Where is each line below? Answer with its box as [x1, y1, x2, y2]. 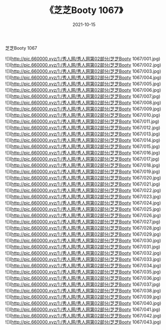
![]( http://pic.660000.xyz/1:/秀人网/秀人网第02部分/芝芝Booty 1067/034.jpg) [5, 262, 161, 268]
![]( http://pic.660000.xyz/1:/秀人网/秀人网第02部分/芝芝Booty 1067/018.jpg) [5, 162, 160, 168]
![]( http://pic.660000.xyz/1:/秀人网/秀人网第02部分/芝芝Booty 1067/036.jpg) [5, 275, 161, 281]
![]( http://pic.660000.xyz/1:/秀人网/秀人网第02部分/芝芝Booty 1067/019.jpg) [5, 169, 160, 175]
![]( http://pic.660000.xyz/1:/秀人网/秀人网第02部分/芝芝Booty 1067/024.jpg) [5, 200, 161, 206]
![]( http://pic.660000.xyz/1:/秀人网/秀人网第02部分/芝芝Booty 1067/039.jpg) [5, 294, 161, 300]
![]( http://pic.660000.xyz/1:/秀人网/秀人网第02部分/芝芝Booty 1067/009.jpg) [5, 106, 161, 112]
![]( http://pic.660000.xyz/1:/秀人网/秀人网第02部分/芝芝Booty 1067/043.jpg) [5, 319, 161, 325]
